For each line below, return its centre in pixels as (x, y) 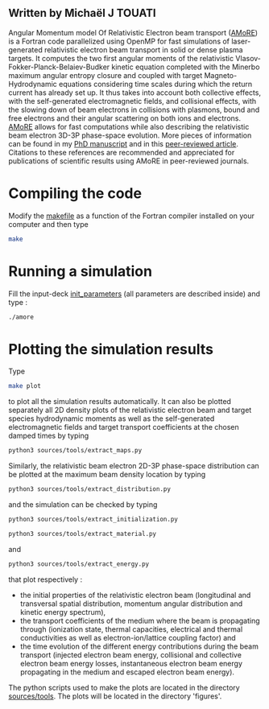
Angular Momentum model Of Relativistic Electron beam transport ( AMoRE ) (133, 32)
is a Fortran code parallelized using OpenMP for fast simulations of (119, 41)
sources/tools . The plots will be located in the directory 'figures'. (115, 696)
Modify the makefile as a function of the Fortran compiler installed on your (132, 216)
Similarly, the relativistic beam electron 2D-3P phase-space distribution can (134, 466)
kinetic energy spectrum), (63, 612)
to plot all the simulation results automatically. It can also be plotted (120, 402)
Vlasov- (248, 58)
